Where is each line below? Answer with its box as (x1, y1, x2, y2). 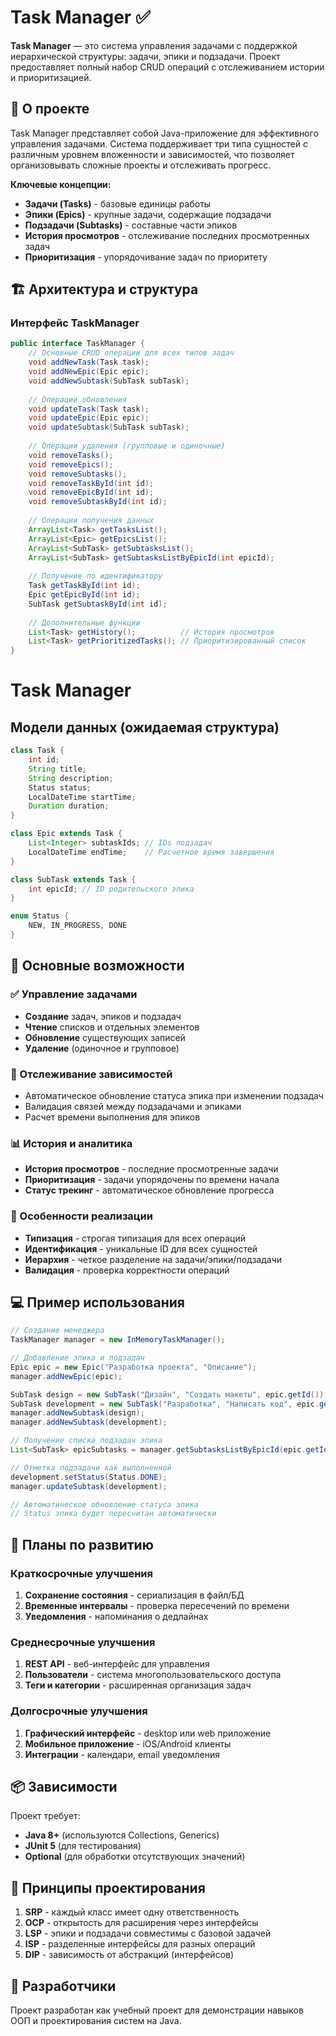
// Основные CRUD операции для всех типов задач (28, 348, 235, 358)
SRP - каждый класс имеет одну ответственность (24, 1906, 240, 1918)
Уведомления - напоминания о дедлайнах (24, 1611, 209, 1623)
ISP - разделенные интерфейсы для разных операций (24, 1938, 256, 1950)
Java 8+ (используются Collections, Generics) (24, 1829, 220, 1841)
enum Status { (10, 911, 70, 921)
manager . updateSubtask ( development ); (10, 1481, 168, 1491)
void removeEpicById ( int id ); (28, 487, 155, 498)
